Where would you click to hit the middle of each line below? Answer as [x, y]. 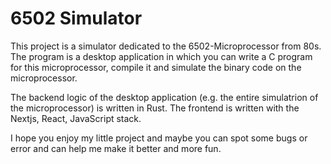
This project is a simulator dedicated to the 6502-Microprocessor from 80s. [166, 46]
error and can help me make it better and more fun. [116, 148]
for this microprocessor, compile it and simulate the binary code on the [156, 67]
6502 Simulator [76, 18]
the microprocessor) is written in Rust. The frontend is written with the [155, 108]
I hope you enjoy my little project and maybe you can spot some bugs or [159, 138]
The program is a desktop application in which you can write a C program [161, 56]
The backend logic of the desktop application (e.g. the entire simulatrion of [164, 97]
